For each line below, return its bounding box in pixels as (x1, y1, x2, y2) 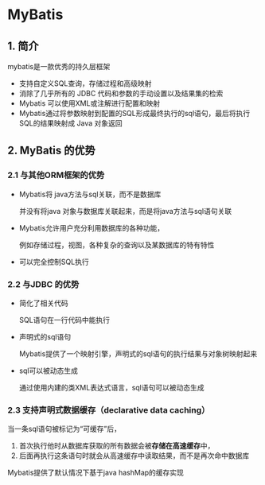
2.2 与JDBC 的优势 (7, 278, 80, 289)
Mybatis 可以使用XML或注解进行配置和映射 (18, 99, 161, 108)
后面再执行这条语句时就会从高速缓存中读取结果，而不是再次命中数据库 (18, 451, 250, 460)
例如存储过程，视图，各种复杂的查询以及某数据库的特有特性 (18, 240, 215, 250)
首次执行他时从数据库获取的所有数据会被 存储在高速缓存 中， (18, 441, 215, 451)
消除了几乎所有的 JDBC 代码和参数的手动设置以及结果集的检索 (18, 89, 224, 98)
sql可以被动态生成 (18, 366, 79, 375)
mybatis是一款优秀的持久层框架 (7, 62, 111, 71)
